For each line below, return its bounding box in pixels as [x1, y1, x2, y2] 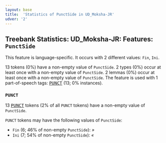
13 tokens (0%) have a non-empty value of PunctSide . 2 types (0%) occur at [5, 64, 162, 70]
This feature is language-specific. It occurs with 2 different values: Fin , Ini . [5, 55, 160, 61]
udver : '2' [5, 16, 28, 21]
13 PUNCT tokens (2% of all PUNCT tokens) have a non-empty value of [5, 102, 146, 108]
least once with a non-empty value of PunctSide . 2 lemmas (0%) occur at [5, 70, 155, 75]
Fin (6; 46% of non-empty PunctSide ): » [12, 127, 94, 133]
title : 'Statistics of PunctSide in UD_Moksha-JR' [5, 12, 114, 17]
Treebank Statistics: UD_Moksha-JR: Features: [5, 35, 153, 43]
